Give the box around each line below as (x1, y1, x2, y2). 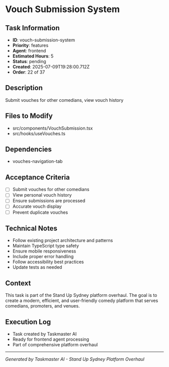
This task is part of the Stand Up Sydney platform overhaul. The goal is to (5, 292, 157, 298)
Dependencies (5, 145, 52, 154)
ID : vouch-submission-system (12, 37, 75, 43)
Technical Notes (5, 224, 58, 232)
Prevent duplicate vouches (12, 209, 68, 215)
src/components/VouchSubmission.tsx (12, 125, 93, 131)
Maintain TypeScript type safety (12, 243, 79, 249)
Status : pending (12, 58, 46, 64)
